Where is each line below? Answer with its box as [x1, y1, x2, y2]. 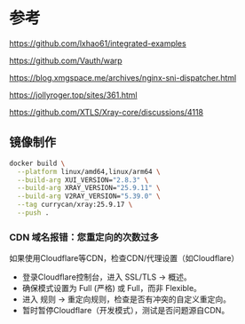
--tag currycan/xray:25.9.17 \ [17, 201, 133, 209]
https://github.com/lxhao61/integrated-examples [9, 37, 186, 49]
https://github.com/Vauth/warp [9, 55, 122, 66]
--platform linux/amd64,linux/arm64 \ [17, 167, 162, 176]
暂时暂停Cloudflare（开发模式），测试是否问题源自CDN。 [21, 305, 230, 316]
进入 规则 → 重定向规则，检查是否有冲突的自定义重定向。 [21, 294, 231, 304]
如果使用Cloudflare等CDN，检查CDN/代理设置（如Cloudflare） [9, 253, 240, 264]
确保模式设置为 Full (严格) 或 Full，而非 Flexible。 [21, 283, 202, 294]
